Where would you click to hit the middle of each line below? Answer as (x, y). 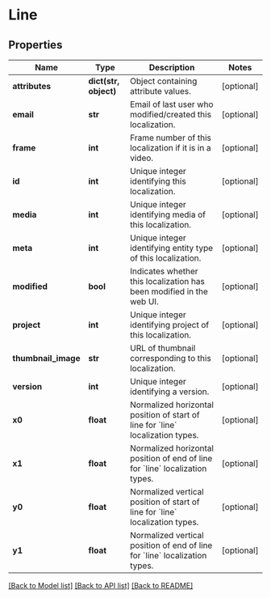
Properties (35, 45)
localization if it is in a (171, 148)
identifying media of (168, 214)
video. (142, 158)
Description (172, 68)
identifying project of (170, 325)
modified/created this (171, 115)
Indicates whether (164, 271)
